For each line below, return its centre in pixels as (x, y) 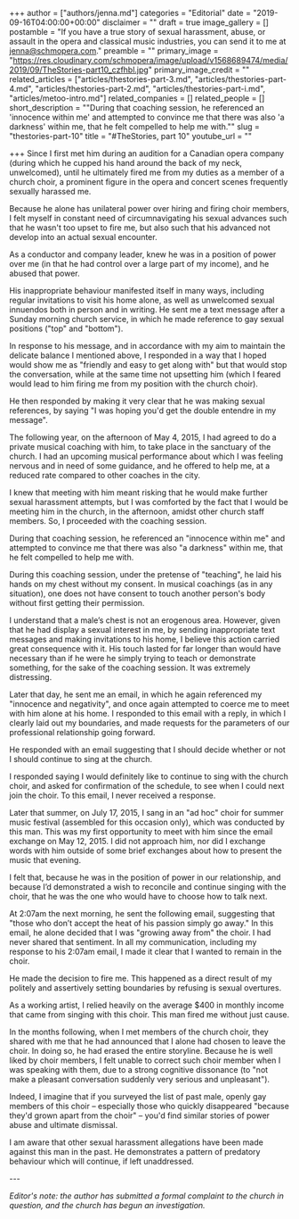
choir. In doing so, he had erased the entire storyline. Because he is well (141, 1051)
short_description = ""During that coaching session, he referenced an (137, 108)
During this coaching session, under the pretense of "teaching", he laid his (145, 574)
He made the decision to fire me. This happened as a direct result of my (141, 978)
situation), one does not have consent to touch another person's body (137, 593)
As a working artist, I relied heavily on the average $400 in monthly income (147, 1005)
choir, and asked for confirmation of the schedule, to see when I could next (147, 786)
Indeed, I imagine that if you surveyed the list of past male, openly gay (138, 1096)
